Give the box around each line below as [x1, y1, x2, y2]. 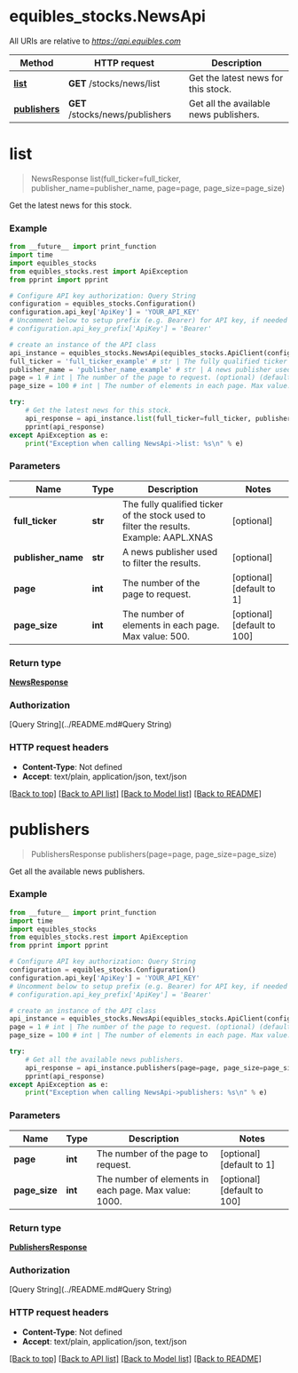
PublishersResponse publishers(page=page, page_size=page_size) [30, 848, 278, 859]
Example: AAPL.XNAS [122, 531, 214, 544]
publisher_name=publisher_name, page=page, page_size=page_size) [30, 182, 286, 193]
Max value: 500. [122, 630, 191, 642]
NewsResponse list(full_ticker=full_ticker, [30, 173, 182, 184]
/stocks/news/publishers [67, 108, 172, 121]
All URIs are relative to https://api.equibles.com [9, 36, 182, 46]
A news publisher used [122, 545, 218, 558]
